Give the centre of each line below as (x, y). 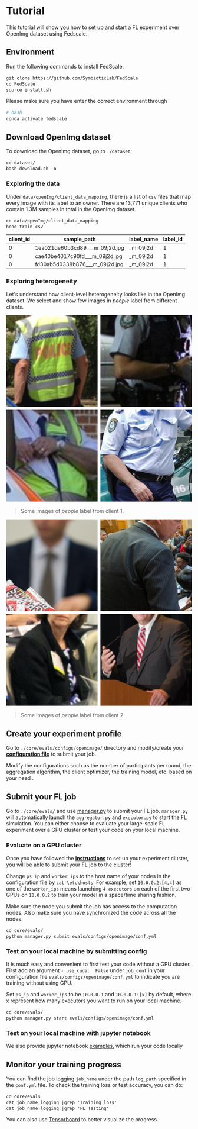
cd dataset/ (21, 163)
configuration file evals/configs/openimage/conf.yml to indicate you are (93, 976)
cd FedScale (21, 84)
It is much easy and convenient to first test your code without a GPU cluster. (98, 964)
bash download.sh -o (32, 169)
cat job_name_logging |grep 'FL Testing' (58, 1108)
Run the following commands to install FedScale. (65, 66)
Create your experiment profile (64, 734)
